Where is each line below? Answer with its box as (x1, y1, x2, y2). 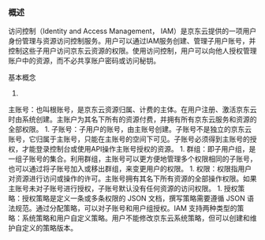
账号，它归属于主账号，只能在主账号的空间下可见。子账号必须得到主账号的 (8, 134, 250, 144)
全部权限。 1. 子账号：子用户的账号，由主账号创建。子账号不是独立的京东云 (8, 125, 252, 134)
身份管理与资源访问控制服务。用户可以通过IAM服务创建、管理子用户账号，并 (8, 36, 256, 46)
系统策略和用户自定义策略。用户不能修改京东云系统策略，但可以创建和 (21, 213, 250, 223)
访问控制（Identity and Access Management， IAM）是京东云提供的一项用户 (8, 26, 257, 36)
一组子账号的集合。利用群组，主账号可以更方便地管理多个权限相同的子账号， (8, 154, 257, 163)
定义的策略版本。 (21, 223, 77, 233)
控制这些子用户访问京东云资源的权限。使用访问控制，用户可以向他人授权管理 (8, 46, 257, 56)
